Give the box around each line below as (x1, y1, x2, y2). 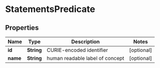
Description (71, 38, 100, 45)
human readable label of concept (46, 55, 124, 61)
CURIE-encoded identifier (46, 46, 108, 53)
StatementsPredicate (5, 3, 95, 15)
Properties (5, 23, 39, 32)
